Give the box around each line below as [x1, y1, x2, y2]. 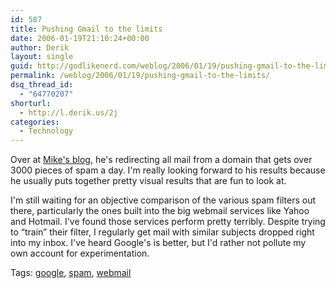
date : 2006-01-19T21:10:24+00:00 [10, 33, 150, 43]
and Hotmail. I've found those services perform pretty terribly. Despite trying [10, 216, 326, 228]
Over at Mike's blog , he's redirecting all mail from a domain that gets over [10, 154, 313, 166]
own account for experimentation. [10, 247, 150, 260]
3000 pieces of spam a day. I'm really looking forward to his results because [10, 164, 326, 176]
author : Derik [10, 42, 70, 53]
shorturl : [10, 98, 52, 108]
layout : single [10, 52, 74, 62]
